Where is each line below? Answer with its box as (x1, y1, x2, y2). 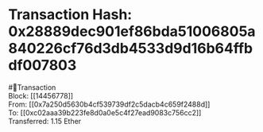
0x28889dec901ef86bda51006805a (8, 22, 256, 41)
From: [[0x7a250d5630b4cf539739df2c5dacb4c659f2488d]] (8, 99, 211, 109)
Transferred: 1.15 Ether (8, 116, 82, 126)
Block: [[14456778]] (8, 91, 74, 100)
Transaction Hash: (8, 6, 133, 24)
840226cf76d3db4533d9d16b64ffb (8, 40, 253, 57)
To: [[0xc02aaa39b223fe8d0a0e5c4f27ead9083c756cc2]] (8, 107, 202, 117)
